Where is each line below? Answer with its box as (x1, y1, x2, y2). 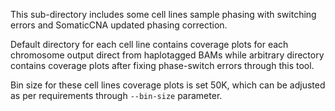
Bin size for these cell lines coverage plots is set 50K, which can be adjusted (10, 79, 326, 91)
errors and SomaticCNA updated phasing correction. (10, 19, 228, 31)
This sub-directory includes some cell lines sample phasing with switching (10, 9, 317, 20)
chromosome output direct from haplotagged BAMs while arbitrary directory (10, 49, 325, 61)
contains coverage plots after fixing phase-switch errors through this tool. (10, 60, 315, 71)
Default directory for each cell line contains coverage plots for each (10, 39, 289, 50)
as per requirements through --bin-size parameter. (10, 90, 223, 101)
